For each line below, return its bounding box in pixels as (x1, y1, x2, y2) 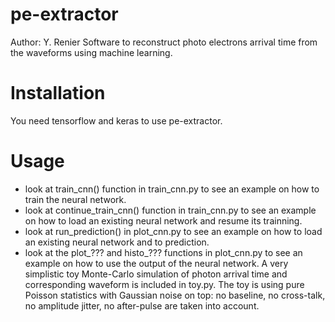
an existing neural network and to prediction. (24, 236, 210, 248)
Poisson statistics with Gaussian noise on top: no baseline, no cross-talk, (24, 289, 326, 301)
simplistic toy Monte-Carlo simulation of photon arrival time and (24, 268, 288, 280)
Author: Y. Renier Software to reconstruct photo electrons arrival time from (10, 36, 318, 48)
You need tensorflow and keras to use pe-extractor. (10, 114, 223, 127)
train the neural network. (24, 193, 127, 205)
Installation (10, 82, 106, 105)
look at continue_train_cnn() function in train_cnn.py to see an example (24, 204, 317, 216)
